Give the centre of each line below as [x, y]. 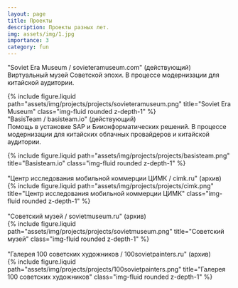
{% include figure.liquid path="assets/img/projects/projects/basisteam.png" [119, 155]
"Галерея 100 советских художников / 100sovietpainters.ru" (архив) [109, 254]
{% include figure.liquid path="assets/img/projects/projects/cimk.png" [111, 186]
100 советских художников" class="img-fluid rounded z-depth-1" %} [110, 277]
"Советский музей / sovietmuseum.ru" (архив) [77, 216]
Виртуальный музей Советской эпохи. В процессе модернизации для [114, 75]
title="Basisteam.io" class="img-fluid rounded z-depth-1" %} [97, 163]
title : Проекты [30, 21]
